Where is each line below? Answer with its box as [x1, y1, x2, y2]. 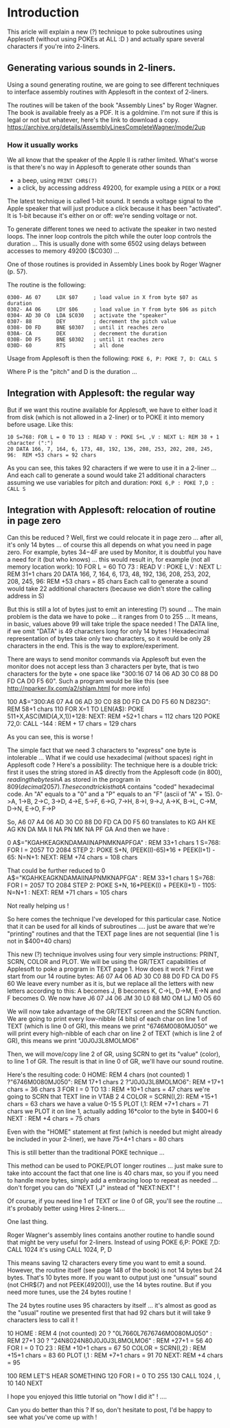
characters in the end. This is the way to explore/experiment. [7, 641, 179, 650]
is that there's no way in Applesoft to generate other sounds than [7, 163, 191, 171]
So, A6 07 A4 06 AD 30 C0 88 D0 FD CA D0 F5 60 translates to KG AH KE [7, 817, 216, 826]
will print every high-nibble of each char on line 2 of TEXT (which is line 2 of [7, 1029, 222, 1037]
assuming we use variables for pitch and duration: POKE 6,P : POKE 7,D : [7, 478, 215, 486]
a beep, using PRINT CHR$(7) [16, 177, 97, 185]
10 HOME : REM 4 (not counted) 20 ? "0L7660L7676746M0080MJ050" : [7, 1329, 212, 1337]
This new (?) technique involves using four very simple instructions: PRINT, [7, 950, 220, 958]
